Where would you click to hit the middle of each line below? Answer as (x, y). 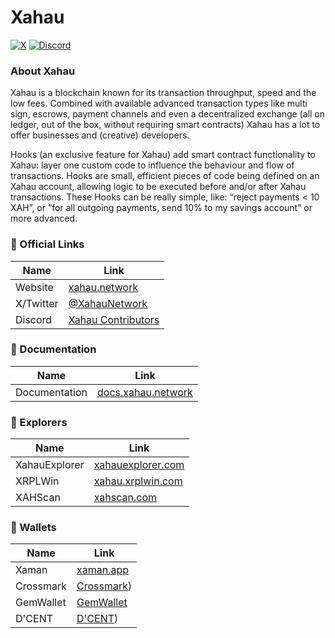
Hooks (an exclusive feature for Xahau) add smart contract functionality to (163, 155)
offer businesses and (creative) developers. (100, 135)
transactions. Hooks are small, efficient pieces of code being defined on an (165, 176)
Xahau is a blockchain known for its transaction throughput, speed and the (163, 93)
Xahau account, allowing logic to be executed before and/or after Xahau (158, 187)
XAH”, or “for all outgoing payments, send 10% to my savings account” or (161, 208)
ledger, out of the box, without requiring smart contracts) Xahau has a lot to (165, 125)
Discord (34, 319)
